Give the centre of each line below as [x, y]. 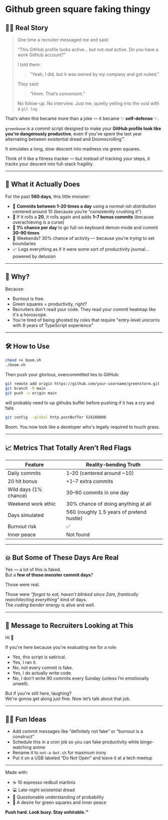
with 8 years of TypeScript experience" [53, 325]
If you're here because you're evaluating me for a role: [61, 647]
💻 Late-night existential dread [43, 790]
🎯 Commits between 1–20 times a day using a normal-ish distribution [84, 206]
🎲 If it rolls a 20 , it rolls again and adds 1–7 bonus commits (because [83, 217]
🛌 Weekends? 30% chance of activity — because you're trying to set [83, 238]
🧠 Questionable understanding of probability [58, 797]
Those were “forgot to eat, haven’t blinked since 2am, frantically [72, 594]
